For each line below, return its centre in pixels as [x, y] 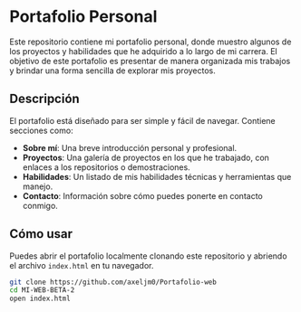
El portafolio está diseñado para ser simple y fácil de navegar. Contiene [143, 120]
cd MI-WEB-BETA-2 [42, 290]
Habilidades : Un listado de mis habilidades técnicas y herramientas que [157, 176]
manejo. [38, 186]
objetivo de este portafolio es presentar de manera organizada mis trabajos [150, 61]
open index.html [40, 299]
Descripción [44, 99]
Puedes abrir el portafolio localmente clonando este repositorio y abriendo [148, 256]
